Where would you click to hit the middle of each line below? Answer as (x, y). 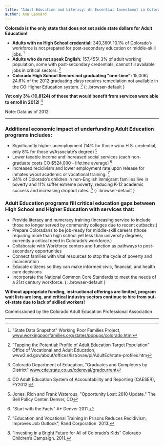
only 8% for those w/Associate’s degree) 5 (55, 151)
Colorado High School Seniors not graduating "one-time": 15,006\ (80, 75)
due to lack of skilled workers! (54, 302)
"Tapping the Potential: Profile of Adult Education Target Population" (81, 345)
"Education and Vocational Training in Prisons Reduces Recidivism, (80, 418)
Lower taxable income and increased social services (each (71, 157)
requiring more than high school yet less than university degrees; (77, 236)
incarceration (25, 262)
